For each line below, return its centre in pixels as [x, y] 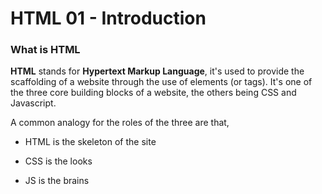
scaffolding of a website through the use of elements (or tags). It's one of [161, 82]
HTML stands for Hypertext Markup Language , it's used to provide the [157, 71]
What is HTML [45, 50]
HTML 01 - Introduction [108, 18]
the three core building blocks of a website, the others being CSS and [153, 93]
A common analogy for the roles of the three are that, [120, 123]
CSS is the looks [58, 161]
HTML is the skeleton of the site [90, 142]
